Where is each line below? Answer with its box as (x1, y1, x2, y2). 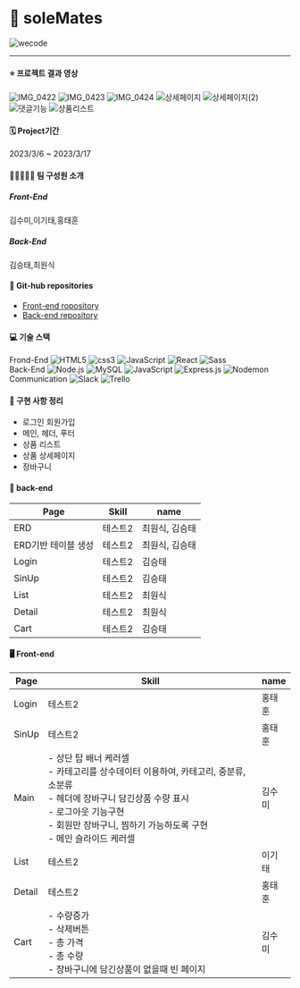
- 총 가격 (47, 936, 84, 949)
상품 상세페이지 (21, 451, 76, 461)
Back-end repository (21, 310, 98, 321)
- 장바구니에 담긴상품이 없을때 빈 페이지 (47, 963, 206, 975)
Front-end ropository (21, 300, 100, 311)
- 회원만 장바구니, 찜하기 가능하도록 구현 (47, 818, 208, 831)
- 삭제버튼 (47, 923, 89, 935)
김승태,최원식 (9, 259, 55, 270)
